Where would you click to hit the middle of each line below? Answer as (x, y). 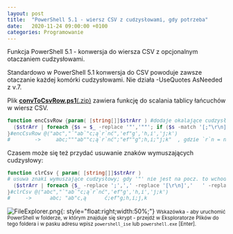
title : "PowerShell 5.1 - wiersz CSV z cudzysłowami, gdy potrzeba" (108, 20)
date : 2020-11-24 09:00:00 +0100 (58, 26)
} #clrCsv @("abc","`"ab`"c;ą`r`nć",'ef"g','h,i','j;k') (88, 192)
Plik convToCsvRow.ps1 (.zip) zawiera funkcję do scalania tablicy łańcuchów (116, 100)
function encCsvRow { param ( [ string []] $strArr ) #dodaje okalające (105, 121)
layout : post (26, 13)
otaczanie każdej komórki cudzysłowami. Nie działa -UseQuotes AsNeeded (115, 80)
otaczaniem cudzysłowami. (46, 59)
